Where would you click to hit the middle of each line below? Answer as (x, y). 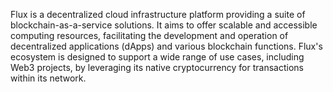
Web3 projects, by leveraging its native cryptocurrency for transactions (157, 67)
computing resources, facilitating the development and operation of (149, 35)
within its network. (48, 78)
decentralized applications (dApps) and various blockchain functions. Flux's (166, 46)
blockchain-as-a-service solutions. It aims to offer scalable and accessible (164, 25)
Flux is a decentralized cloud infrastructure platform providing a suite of (158, 14)
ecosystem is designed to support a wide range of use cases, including (157, 57)
